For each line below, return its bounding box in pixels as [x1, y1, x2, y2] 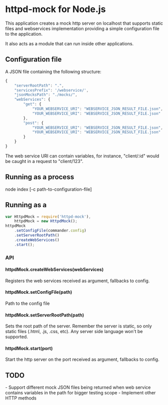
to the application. [5, 31, 43, 37]
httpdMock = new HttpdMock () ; [14, 219, 78, 224]
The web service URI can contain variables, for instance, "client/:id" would [5, 152, 159, 159]
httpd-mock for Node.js [5, 4, 106, 15]
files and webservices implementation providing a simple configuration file [5, 25, 159, 31]
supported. [5, 334, 28, 340]
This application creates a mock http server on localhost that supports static [5, 20, 163, 26]
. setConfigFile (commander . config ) [14, 228, 87, 233]
